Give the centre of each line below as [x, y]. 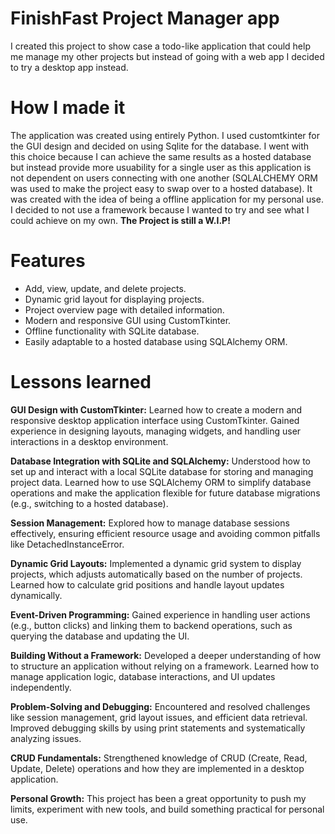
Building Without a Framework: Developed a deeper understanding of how [166, 655]
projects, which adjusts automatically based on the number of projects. [156, 574]
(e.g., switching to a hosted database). [89, 503]
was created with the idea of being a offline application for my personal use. [167, 199]
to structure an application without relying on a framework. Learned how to [165, 666]
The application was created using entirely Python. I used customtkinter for [165, 135]
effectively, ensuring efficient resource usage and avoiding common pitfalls [165, 533]
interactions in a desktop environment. [89, 441]
